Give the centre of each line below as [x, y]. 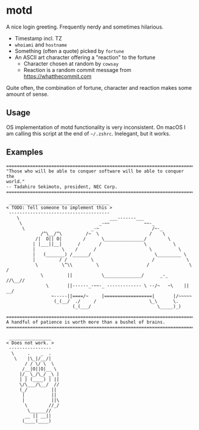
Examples [25, 152]
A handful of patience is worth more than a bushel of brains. [86, 322]
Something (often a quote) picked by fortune [69, 51]
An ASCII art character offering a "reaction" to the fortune [85, 57]
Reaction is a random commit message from [77, 70]
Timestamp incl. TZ [38, 38]
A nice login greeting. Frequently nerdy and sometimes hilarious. [85, 27]
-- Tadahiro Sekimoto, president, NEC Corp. [62, 187]
